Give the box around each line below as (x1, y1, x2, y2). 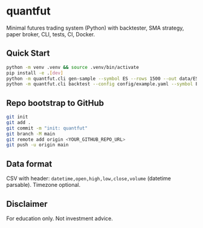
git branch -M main (6, 131, 56, 137)
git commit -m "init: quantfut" (6, 125, 88, 131)
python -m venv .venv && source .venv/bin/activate (6, 64, 139, 70)
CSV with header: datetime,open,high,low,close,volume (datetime (6, 175, 171, 182)
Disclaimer (6, 198, 48, 209)
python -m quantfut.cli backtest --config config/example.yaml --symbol (6, 81, 193, 87)
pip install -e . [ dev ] (6, 70, 63, 76)
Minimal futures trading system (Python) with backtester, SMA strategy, (6, 24, 184, 31)
